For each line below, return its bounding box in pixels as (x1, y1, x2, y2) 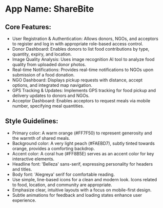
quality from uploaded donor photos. (12, 62, 86, 67)
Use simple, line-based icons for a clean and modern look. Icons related (12, 176, 157, 182)
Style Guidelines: (5, 117, 59, 125)
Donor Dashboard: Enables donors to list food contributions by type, (12, 46, 150, 52)
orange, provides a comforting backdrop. (12, 145, 95, 151)
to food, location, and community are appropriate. (12, 182, 112, 188)
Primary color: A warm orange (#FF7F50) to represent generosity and (12, 130, 152, 136)
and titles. (12, 166, 32, 172)
